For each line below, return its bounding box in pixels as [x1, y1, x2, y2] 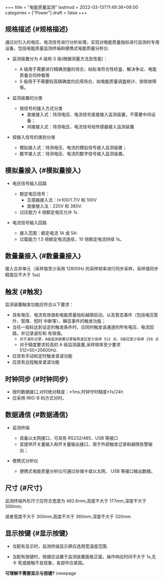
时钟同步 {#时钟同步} [5, 375, 69, 383]
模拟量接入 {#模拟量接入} [5, 166, 82, 175]
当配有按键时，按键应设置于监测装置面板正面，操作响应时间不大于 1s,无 [12, 554, 156, 559]
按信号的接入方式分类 [19, 105, 63, 111]
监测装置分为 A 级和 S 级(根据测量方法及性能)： [12, 55, 108, 61]
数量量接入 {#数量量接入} [5, 252, 82, 260]
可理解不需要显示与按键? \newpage [5, 570, 76, 576]
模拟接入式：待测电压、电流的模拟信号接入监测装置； [19, 144, 127, 151]
